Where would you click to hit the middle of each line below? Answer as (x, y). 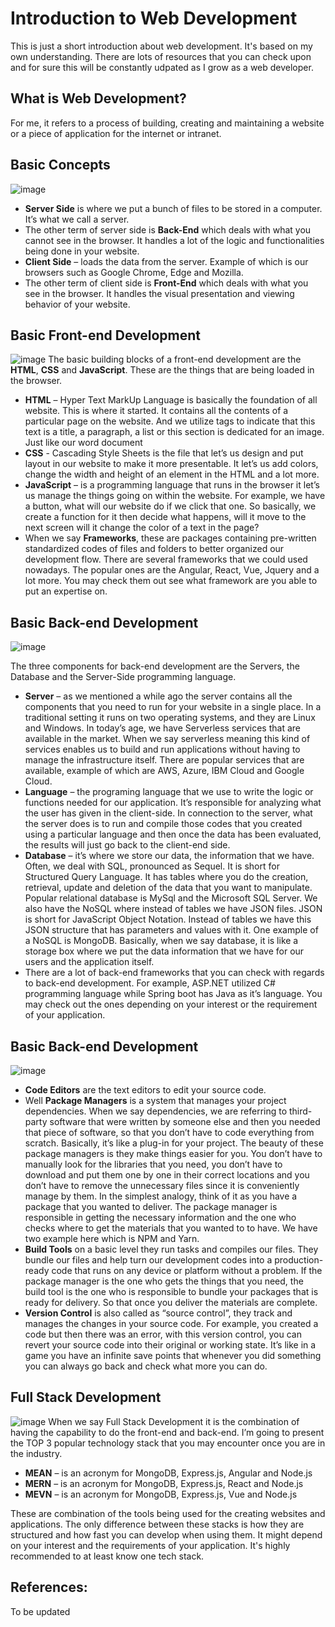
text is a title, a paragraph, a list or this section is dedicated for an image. (174, 432)
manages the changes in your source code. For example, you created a (171, 1323)
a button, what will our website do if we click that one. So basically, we (170, 506)
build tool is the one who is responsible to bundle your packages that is (171, 1291)
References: (49, 1587)
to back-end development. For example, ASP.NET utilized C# (150, 983)
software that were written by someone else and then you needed (185, 1121)
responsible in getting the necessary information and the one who (160, 1217)
